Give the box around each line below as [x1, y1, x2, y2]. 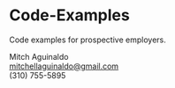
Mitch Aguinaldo [9, 51, 69, 62]
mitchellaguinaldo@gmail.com [9, 61, 119, 71]
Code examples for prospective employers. [9, 34, 166, 45]
